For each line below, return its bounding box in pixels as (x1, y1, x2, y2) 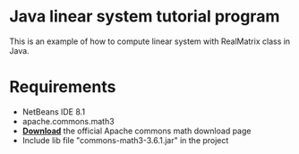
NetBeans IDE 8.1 (21, 106, 86, 117)
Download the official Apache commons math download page (21, 125, 252, 136)
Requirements (9, 77, 116, 98)
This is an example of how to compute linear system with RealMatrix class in (9, 36, 291, 47)
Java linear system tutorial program (9, 6, 280, 27)
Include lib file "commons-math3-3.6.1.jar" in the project (21, 134, 229, 145)
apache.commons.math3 (21, 115, 115, 126)
